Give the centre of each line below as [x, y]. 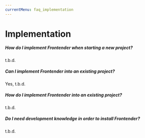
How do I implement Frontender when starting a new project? [69, 48]
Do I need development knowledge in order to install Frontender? [72, 119]
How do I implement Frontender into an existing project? [64, 95]
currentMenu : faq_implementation [39, 10]
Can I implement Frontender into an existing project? [60, 71]
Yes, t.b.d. [15, 83]
